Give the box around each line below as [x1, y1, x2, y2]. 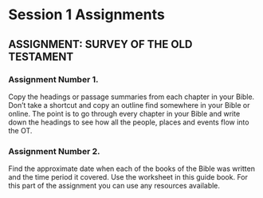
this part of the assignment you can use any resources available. [8, 181, 221, 191]
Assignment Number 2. [8, 145, 100, 156]
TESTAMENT [8, 49, 74, 63]
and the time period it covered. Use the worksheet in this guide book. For [8, 172, 249, 182]
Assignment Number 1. [8, 73, 99, 85]
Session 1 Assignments [8, 6, 165, 24]
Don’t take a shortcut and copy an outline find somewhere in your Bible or [8, 100, 250, 109]
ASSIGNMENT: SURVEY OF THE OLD [8, 38, 193, 51]
